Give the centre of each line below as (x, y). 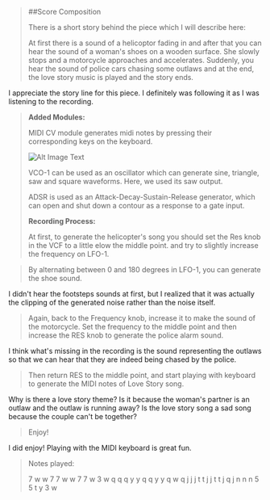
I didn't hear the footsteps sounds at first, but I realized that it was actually (132, 294)
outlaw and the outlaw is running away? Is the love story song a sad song (130, 408)
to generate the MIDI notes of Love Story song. (106, 384)
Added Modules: (56, 117)
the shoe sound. (55, 278)
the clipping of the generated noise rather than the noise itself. (112, 303)
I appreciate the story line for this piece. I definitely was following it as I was (134, 93)
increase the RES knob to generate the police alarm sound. (126, 335)
